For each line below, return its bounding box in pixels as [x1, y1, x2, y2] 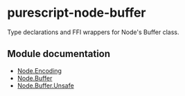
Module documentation [7, 48, 111, 60]
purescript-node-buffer [7, 5, 147, 21]
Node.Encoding [17, 66, 62, 74]
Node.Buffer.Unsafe [17, 81, 74, 90]
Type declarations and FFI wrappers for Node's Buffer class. [7, 28, 179, 36]
